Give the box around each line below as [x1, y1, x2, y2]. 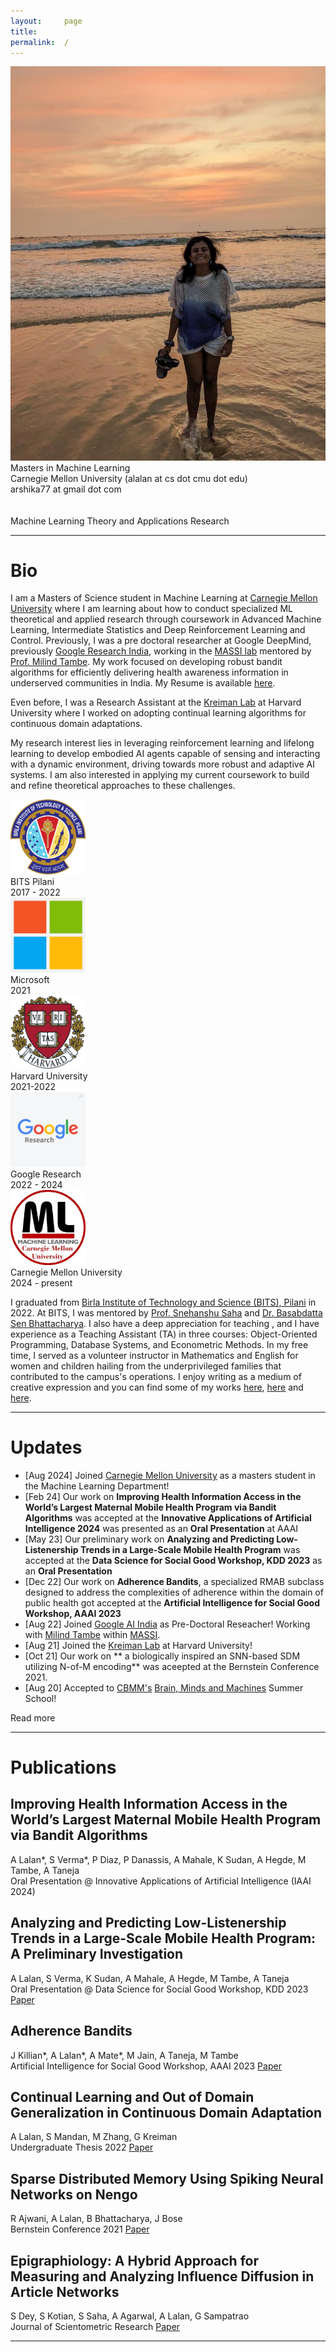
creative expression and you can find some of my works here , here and [10, 1381, 304, 1393]
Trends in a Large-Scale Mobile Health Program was [79, 1543, 301, 1555]
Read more [10, 1711, 56, 1724]
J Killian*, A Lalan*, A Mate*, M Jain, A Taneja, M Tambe [10, 2049, 239, 2061]
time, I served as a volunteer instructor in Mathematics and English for [10, 1349, 299, 1361]
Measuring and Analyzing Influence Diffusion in [10, 2268, 315, 2285]
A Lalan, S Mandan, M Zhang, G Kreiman [10, 2131, 178, 2143]
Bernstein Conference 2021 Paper [10, 2223, 150, 2235]
